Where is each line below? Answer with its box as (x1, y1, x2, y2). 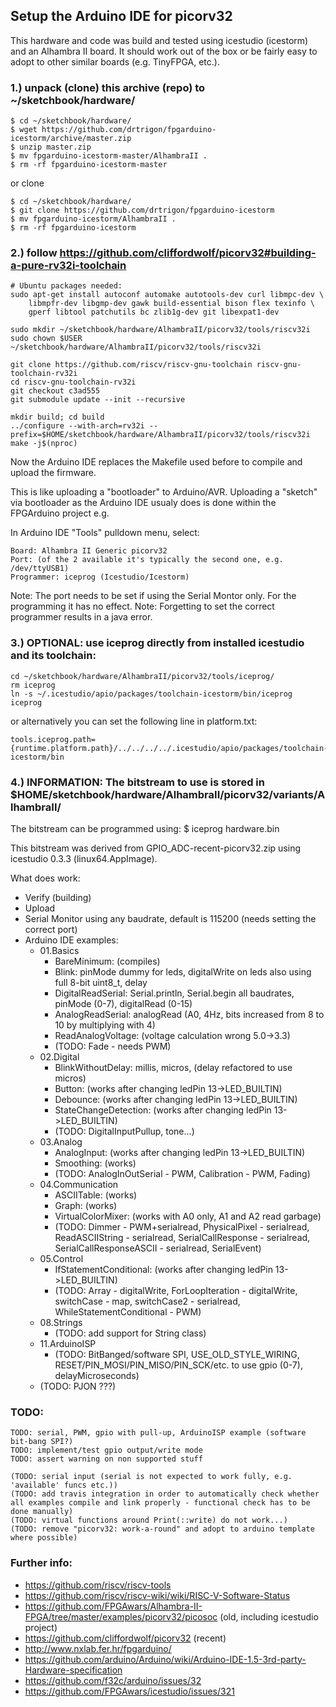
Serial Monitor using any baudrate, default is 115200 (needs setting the (24, 913, 317, 924)
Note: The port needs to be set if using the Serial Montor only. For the (10, 590, 297, 602)
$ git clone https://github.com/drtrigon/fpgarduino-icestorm (10, 205, 275, 216)
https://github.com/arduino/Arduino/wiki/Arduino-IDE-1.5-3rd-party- (24, 1653, 307, 1665)
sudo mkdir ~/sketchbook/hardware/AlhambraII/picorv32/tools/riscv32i (10, 325, 311, 335)
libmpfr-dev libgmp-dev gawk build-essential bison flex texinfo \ (28, 299, 315, 309)
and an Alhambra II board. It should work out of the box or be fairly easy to (10, 45, 318, 57)
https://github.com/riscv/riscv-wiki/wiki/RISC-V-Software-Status (24, 1589, 291, 1601)
